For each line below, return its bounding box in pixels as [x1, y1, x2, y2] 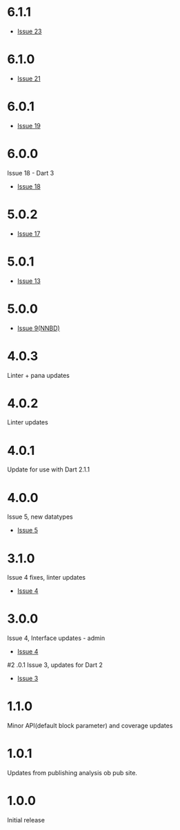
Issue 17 [17, 230, 41, 238]
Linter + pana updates [7, 371, 70, 379]
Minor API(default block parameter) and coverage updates [7, 722, 173, 730]
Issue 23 [17, 27, 42, 35]
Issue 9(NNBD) [17, 324, 60, 332]
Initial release [7, 816, 45, 824]
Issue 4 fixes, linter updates [7, 573, 86, 582]
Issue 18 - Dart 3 [7, 168, 54, 177]
